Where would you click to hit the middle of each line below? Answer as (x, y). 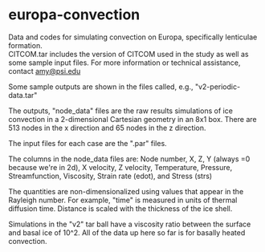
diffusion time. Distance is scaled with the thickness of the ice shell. (120, 208)
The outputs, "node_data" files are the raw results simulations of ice (120, 111)
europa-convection (74, 15)
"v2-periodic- (218, 87)
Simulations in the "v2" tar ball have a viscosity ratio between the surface (130, 224)
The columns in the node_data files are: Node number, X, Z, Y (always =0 (129, 159)
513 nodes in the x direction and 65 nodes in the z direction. (107, 128)
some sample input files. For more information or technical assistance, (124, 63)
